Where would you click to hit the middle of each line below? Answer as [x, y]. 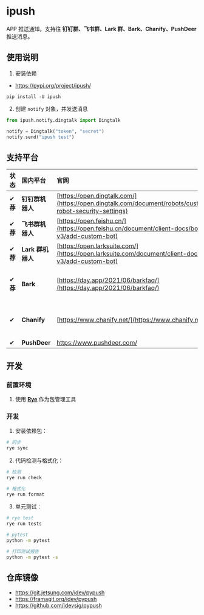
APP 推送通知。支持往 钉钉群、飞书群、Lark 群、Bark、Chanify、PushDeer [101, 29]
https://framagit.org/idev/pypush [56, 599]
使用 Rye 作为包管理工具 [46, 399]
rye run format [25, 494]
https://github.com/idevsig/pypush [58, 606]
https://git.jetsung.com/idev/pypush [60, 592]
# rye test [20, 518]
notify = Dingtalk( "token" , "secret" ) [55, 131]
